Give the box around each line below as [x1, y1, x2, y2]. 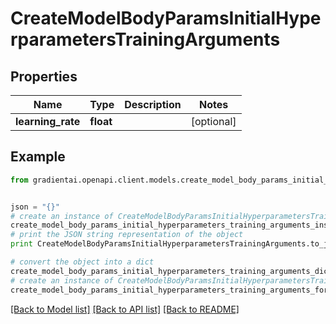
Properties [10, 68, 78, 85]
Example [10, 148, 66, 166]
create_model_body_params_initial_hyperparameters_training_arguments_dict [10, 266, 333, 276]
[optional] [190, 115, 237, 128]
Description [124, 98, 182, 111]
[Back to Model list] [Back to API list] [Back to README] [10, 303, 240, 315]
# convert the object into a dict [10, 257, 155, 267]
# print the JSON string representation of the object [10, 230, 244, 240]
